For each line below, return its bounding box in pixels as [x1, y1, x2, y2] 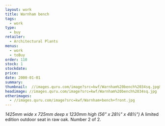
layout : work [5, 7, 32, 12]
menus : [5, 43, 19, 48]
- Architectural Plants [9, 39, 58, 44]
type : [5, 25, 16, 30]
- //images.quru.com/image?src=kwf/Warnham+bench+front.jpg [9, 98, 135, 103]
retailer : [5, 35, 26, 40]
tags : [5, 16, 16, 21]
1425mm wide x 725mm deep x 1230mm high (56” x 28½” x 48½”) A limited [5, 111, 159, 117]
